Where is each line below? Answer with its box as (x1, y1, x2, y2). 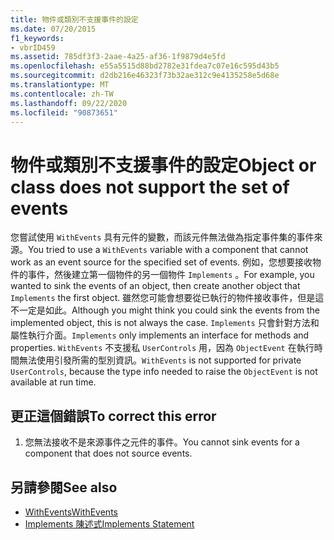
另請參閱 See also (10, 479, 118, 496)
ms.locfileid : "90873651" (10, 107, 118, 118)
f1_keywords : (10, 33, 65, 43)
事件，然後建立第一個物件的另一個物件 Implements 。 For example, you (27, 269, 315, 281)
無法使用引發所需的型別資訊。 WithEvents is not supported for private (18, 354, 302, 366)
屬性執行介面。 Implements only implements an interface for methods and (10, 329, 310, 341)
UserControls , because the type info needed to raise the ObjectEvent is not (10, 366, 318, 378)
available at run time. (10, 376, 97, 388)
